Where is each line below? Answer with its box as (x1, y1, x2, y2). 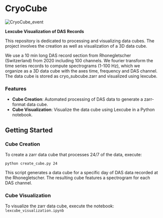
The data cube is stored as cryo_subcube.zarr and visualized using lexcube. (5, 73, 158, 79)
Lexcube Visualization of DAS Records (5, 28, 84, 34)
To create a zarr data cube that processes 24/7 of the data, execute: (5, 151, 142, 157)
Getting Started (5, 126, 53, 134)
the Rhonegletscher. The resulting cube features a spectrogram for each (5, 175, 150, 181)
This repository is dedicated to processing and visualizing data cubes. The (5, 37, 155, 44)
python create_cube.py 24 (5, 161, 57, 166)
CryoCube (5, 3, 48, 14)
